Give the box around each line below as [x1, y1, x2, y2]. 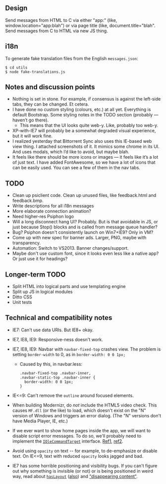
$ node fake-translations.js [5, 69, 65, 74]
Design [5, 4, 28, 12]
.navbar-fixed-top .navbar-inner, [19, 371, 91, 376]
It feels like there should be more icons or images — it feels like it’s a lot [12, 154, 159, 160]
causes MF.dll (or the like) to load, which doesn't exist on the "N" [12, 407, 146, 413]
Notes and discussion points [5, 83, 95, 92]
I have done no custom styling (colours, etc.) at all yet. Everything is [12, 106, 151, 112]
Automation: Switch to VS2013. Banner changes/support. [12, 245, 129, 251]
